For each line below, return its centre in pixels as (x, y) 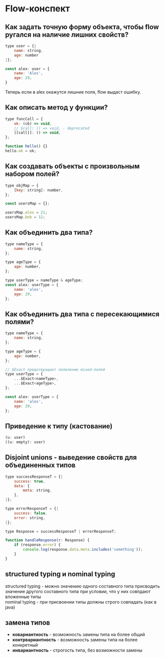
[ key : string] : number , (39, 190)
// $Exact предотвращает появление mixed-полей (55, 369)
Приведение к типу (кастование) (59, 426)
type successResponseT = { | (34, 477)
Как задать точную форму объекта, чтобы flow (82, 27)
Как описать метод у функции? (56, 108)
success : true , (30, 481)
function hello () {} (27, 147)
